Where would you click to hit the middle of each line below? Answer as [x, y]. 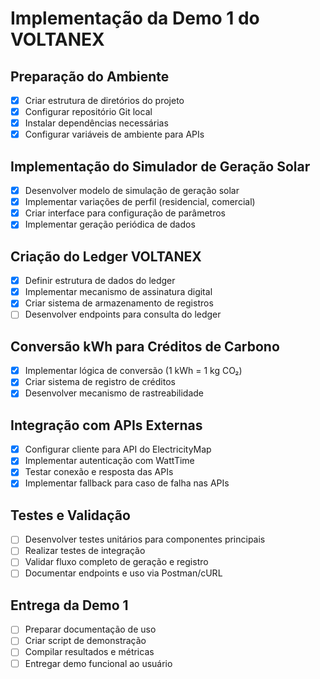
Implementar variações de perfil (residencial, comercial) [140, 202]
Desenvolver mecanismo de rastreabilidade [114, 393]
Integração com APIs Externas [106, 425]
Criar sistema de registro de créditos [100, 382]
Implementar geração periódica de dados [110, 224]
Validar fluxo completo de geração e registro [116, 562]
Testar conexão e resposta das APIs [99, 472]
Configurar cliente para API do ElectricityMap [118, 449]
